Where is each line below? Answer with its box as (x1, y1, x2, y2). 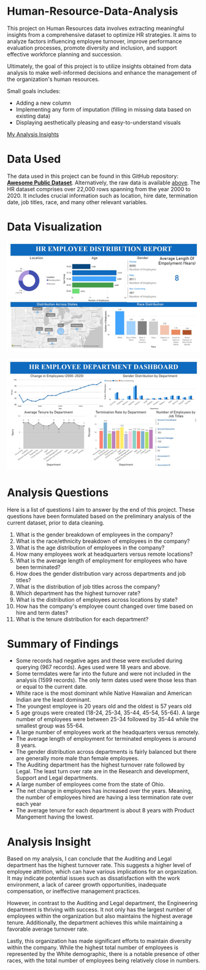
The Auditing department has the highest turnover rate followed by (15, 761, 185, 768)
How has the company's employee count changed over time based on (15, 602, 194, 610)
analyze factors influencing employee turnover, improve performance (7, 37, 183, 45)
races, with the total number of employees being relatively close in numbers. (7, 957, 200, 964)
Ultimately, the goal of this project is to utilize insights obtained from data (7, 63, 192, 70)
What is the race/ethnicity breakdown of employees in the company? (15, 537, 190, 545)
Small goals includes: (7, 87, 61, 94)
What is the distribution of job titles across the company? (15, 583, 160, 590)
